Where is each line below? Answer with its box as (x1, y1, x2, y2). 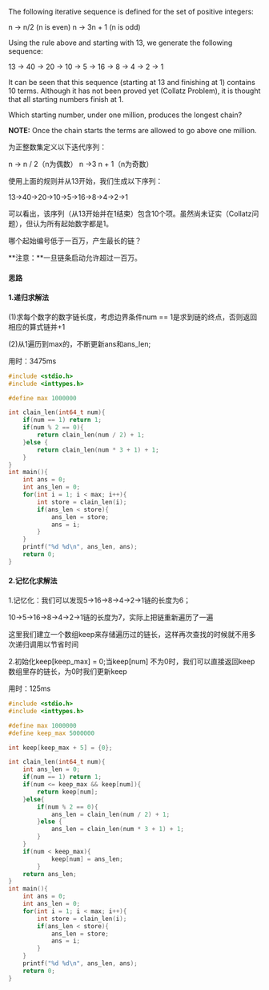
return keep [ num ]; (37, 788, 98, 796)
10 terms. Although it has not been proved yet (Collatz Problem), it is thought (8, 86, 261, 95)
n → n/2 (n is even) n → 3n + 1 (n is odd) (8, 22, 142, 31)
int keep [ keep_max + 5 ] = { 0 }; (8, 744, 113, 752)
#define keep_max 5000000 (8, 729, 94, 737)
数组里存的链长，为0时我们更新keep (8, 667, 128, 676)
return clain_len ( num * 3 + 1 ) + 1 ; (37, 445, 159, 454)
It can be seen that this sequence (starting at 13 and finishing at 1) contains (8, 78, 256, 87)
